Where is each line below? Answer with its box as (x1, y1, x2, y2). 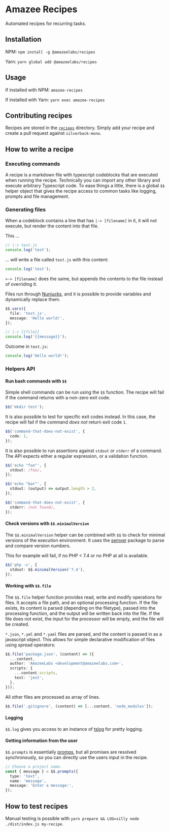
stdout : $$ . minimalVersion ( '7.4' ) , (10, 567, 85, 572)
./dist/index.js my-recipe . (5, 820, 64, 827)
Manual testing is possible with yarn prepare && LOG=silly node (5, 815, 140, 821)
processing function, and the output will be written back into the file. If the (5, 610, 160, 616)
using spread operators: (5, 642, 56, 648)
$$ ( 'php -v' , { (5, 562, 38, 568)
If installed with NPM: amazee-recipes (5, 86, 83, 93)
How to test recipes (5, 802, 68, 811)
